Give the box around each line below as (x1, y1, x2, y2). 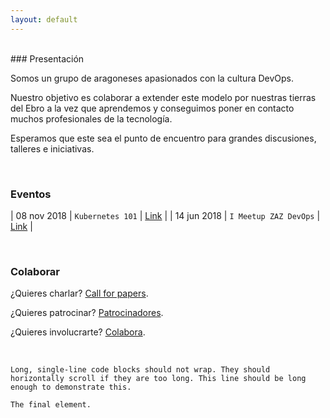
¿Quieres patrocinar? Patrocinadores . (10, 307, 164, 319)
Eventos (10, 187, 52, 201)
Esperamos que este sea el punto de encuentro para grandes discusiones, (10, 132, 317, 144)
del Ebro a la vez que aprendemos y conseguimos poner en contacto (10, 102, 295, 114)
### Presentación (10, 52, 85, 65)
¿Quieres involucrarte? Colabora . (10, 326, 146, 338)
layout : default (10, 14, 78, 25)
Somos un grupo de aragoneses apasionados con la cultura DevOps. (10, 72, 295, 84)
